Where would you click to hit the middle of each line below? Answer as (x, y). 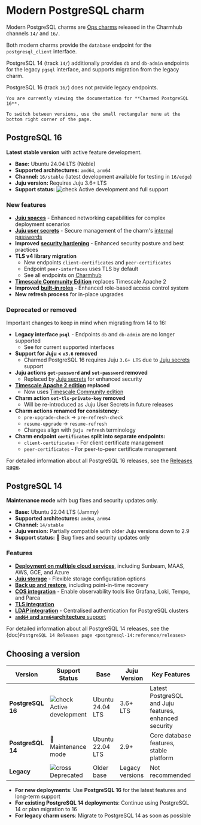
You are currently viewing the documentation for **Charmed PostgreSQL (97, 98)
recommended (170, 775)
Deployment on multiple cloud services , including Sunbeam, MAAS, (100, 566)
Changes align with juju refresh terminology (80, 430)
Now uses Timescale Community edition (74, 392)
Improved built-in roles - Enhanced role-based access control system (102, 288)
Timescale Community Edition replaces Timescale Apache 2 (90, 282)
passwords (28, 237)
